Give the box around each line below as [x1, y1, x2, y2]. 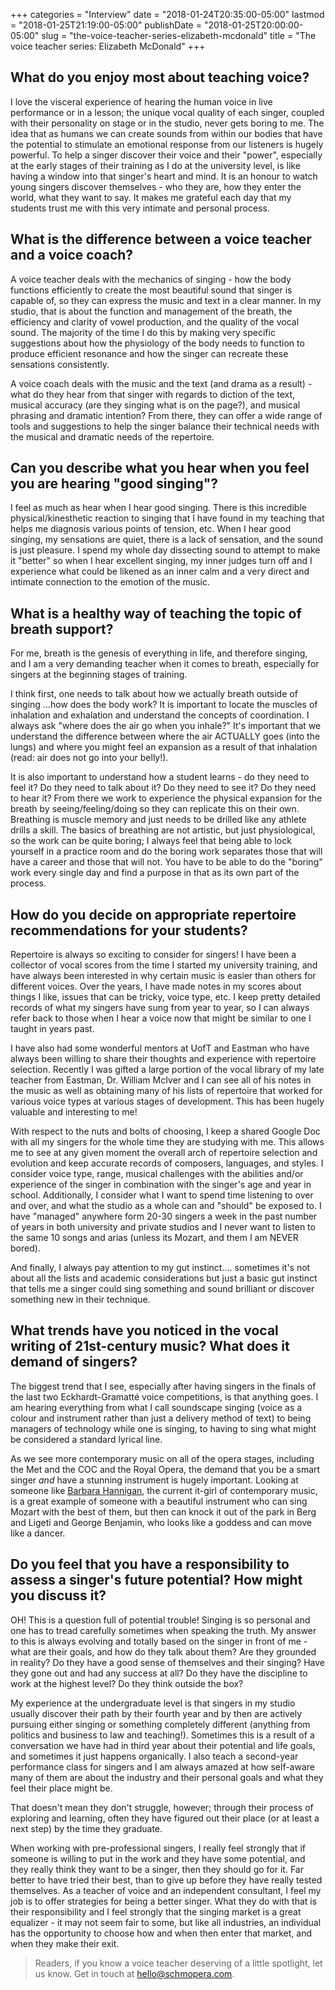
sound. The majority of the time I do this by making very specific [10, 326, 276, 338]
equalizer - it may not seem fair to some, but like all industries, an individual [10, 1916, 322, 1928]
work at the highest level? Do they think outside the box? [10, 1677, 244, 1689]
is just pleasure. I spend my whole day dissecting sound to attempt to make [10, 544, 321, 556]
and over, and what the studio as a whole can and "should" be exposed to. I [10, 1200, 322, 1212]
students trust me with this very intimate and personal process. [10, 202, 270, 214]
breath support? [10, 620, 114, 638]
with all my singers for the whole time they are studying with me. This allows [10, 1136, 325, 1148]
